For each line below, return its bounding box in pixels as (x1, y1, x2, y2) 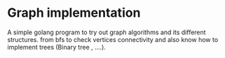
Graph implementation (7, 5, 141, 21)
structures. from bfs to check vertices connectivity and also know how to (7, 35, 219, 43)
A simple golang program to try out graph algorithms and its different (7, 28, 206, 36)
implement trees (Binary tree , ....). (7, 43, 107, 51)
